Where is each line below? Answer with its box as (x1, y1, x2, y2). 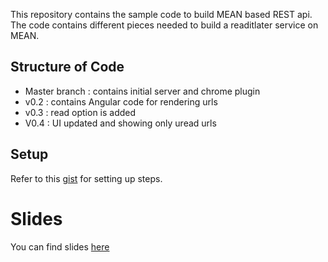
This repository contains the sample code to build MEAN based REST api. (10, 9, 313, 20)
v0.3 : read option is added (24, 106, 137, 118)
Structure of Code (10, 59, 125, 76)
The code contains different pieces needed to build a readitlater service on (10, 19, 319, 31)
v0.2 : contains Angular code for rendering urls (24, 95, 218, 108)
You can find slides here (10, 240, 110, 253)
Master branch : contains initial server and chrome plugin (24, 85, 261, 97)
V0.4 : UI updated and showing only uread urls (24, 117, 217, 129)
